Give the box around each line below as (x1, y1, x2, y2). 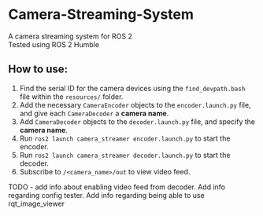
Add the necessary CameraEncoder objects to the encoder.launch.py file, (19, 100, 251, 109)
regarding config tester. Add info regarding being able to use (8, 190, 205, 200)
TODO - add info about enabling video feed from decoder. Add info (8, 182, 226, 192)
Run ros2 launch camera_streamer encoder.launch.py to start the (19, 134, 231, 143)
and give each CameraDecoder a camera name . (19, 108, 169, 118)
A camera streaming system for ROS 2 (8, 31, 132, 41)
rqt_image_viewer (8, 199, 65, 208)
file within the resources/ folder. (19, 92, 124, 101)
